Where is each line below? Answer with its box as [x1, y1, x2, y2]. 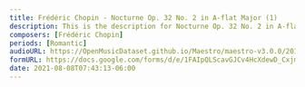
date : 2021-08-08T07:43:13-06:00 [9, 64, 136, 73]
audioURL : [9, 47, 47, 56]
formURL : [9, 55, 43, 64]
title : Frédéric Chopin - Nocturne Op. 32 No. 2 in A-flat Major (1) [9, 13, 279, 23]
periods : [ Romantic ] [9, 38, 88, 48]
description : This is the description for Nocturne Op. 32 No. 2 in [9, 22, 274, 31]
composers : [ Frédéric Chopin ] [9, 30, 124, 39]
